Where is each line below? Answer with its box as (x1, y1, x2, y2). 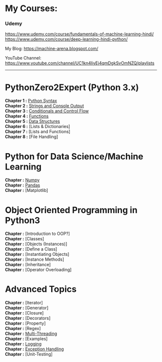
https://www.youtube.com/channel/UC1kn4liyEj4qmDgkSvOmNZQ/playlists (5, 60, 155, 66)
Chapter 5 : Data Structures (5, 118, 60, 124)
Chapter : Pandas (5, 182, 40, 188)
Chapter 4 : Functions (5, 113, 49, 119)
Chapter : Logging (5, 341, 42, 347)
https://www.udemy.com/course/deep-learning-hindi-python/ (5, 36, 128, 42)
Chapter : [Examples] (5, 336, 48, 342)
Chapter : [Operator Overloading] (5, 267, 72, 273)
